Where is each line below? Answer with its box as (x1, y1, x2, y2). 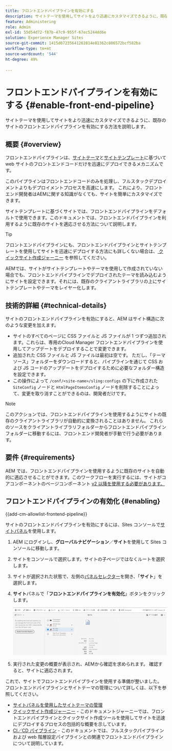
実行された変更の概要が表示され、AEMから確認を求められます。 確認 (12, 660, 159, 667)
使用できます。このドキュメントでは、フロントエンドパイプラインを (18, 215, 162, 221)
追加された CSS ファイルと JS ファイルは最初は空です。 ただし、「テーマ (12, 352, 166, 358)
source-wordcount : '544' (5, 51, 58, 56)
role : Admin (5, 25, 31, 30)
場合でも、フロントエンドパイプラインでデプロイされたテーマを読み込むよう (5, 272, 167, 278)
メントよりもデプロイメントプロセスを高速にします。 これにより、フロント (5, 185, 163, 191)
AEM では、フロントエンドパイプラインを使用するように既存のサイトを (5, 468, 156, 474)
